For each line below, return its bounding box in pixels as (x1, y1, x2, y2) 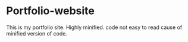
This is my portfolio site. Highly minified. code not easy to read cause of (6, 24, 183, 31)
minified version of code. (6, 30, 67, 37)
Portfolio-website (6, 4, 95, 18)
